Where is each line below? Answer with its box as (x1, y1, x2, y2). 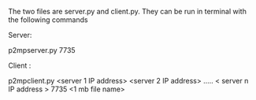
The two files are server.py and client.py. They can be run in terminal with (8, 7, 247, 16)
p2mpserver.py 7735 (8, 46, 76, 54)
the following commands (8, 15, 88, 24)
